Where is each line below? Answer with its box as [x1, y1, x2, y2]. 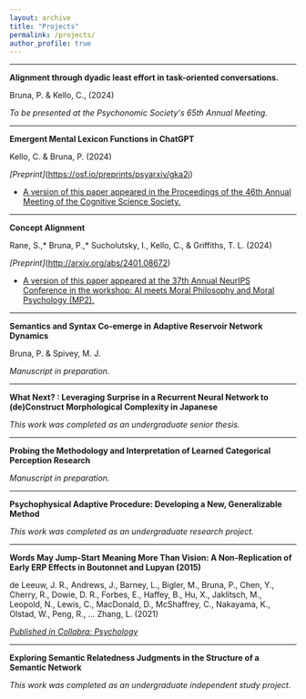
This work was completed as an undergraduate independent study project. [9, 680, 291, 691]
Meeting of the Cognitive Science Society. [22, 197, 181, 208]
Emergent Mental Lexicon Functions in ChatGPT [9, 134, 195, 145]
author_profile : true [9, 38, 92, 48]
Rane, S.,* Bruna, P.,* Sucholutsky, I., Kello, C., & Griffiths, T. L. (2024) [9, 240, 272, 251]
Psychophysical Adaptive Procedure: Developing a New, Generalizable [9, 499, 282, 510]
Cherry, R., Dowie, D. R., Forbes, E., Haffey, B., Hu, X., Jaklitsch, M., [9, 589, 262, 601]
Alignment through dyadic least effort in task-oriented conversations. [9, 72, 280, 83]
